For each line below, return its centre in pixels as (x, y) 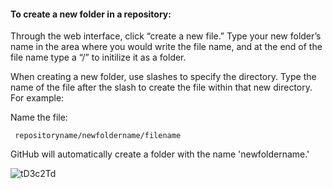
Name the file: (39, 117)
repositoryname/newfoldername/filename (98, 136)
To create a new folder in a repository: (91, 14)
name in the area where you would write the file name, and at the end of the (166, 47)
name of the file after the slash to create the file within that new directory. (161, 87)
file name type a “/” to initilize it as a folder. (98, 57)
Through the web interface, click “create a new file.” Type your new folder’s (166, 36)
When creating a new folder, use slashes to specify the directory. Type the (163, 77)
